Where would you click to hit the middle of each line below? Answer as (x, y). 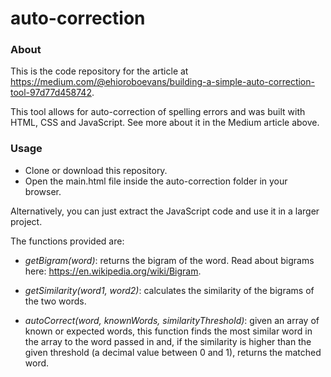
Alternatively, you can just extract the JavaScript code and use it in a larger (165, 211)
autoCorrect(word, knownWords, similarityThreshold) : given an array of (172, 320)
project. (26, 221)
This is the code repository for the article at (99, 71)
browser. (43, 191)
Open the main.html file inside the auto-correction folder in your (156, 181)
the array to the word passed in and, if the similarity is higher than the (168, 341)
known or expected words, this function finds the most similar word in (168, 331)
